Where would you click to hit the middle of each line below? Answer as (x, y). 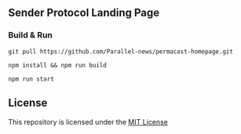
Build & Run (31, 35)
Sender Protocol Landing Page (84, 13)
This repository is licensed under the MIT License (88, 121)
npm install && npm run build (58, 65)
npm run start (31, 79)
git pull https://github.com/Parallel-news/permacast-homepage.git (121, 51)
